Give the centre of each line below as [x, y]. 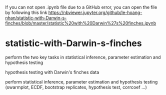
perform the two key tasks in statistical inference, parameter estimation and [83, 57]
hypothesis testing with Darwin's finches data [52, 72]
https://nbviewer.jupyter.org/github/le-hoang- [95, 12]
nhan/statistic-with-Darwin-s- [36, 18]
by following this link [26, 12]
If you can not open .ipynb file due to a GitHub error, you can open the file [81, 7]
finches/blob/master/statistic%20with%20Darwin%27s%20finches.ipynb [81, 23]
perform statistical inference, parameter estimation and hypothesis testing [81, 81]
